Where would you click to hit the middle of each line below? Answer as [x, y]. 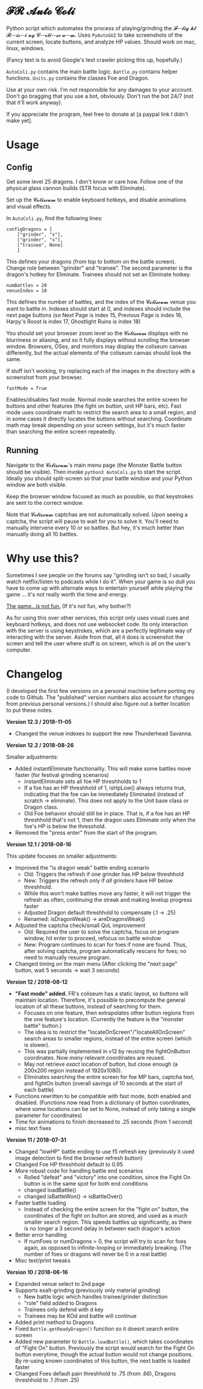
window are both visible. [37, 484]
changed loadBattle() [50, 1190]
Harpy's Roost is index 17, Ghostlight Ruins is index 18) [73, 321]
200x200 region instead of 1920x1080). [73, 1070]
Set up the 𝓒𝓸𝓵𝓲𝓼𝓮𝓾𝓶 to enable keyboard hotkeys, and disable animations [96, 200]
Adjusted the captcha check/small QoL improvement [80, 925]
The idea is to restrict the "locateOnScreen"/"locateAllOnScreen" [105, 1032]
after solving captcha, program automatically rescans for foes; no [105, 951]
